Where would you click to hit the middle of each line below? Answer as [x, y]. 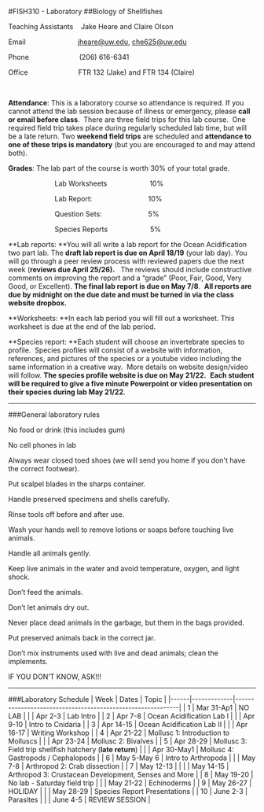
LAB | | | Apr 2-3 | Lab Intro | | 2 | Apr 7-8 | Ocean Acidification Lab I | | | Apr [132, 716]
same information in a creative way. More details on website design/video [128, 367]
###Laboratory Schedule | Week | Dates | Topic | [87, 699]
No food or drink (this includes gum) [67, 430]
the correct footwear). [44, 469]
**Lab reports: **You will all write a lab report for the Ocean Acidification [128, 244]
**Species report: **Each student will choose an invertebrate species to [126, 342]
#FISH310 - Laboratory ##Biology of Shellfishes [86, 11]
